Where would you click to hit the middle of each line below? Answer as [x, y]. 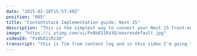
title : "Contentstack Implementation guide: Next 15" [73, 22]
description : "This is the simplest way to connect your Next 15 [87, 28]
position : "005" [26, 17]
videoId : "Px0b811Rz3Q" [35, 38]
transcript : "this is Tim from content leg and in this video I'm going [97, 44]
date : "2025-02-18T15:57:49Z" [43, 11]
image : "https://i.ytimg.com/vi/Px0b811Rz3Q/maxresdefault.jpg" [86, 33]
